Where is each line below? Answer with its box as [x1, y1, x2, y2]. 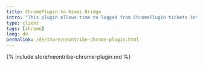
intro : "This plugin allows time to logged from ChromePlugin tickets [6, 14, 188, 20]
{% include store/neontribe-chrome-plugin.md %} [6, 53, 131, 60]
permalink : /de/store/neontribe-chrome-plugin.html [6, 37, 139, 43]
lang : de [6, 31, 28, 37]
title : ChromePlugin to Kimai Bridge [6, 8, 101, 15]
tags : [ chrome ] [6, 25, 45, 32]
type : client [6, 20, 39, 26]
